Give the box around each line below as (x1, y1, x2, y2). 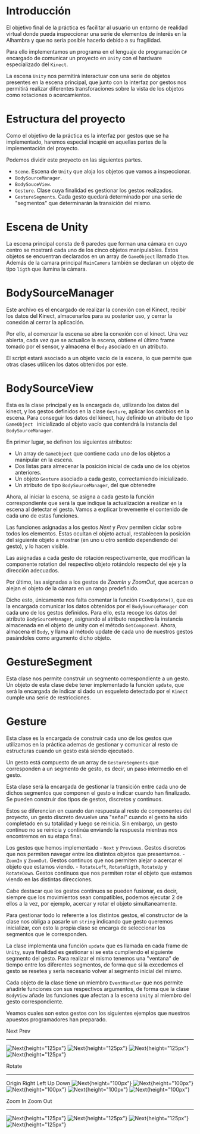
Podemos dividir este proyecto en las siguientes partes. (6, 156, 143, 163)
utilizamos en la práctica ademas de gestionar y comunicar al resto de (6, 740, 179, 748)
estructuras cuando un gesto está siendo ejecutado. (6, 747, 135, 754)
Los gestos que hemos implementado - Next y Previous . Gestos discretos (6, 844, 186, 851)
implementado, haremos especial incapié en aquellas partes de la (6, 138, 167, 145)
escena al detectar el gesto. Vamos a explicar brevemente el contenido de (6, 506, 188, 513)
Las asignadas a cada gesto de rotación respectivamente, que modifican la (6, 554, 190, 561)
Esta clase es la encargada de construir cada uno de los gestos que (6, 735, 173, 742)
